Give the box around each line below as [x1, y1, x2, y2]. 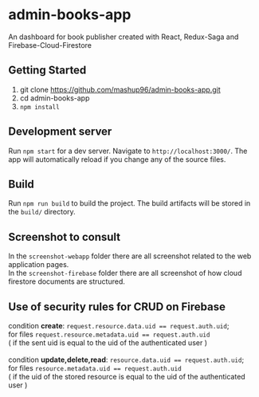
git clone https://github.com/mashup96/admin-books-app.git [19, 85, 221, 94]
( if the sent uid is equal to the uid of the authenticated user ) [8, 338, 207, 348]
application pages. [8, 260, 69, 269]
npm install [19, 103, 60, 111]
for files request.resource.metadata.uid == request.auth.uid [8, 329, 210, 339]
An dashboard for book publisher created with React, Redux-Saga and [8, 32, 239, 41]
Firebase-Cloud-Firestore [8, 40, 92, 49]
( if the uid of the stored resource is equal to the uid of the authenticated [8, 372, 245, 381]
